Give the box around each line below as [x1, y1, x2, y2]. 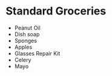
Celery [14, 56, 31, 63]
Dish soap [14, 30, 40, 37]
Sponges [14, 37, 38, 44]
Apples [14, 43, 33, 51]
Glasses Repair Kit [14, 49, 61, 57]
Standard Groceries [5, 4, 107, 18]
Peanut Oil [14, 24, 41, 31]
